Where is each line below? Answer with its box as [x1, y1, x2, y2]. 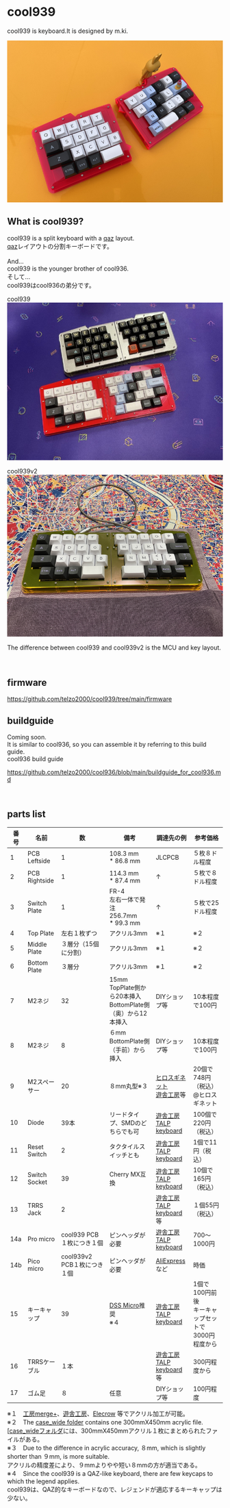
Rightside [27, 876, 55, 885]
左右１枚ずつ [61, 929, 98, 937]
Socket [27, 1178, 48, 1186]
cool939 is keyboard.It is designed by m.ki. [7, 27, 129, 35]
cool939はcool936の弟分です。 [7, 281, 95, 289]
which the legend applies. [7, 1477, 80, 1485]
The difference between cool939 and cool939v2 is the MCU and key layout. [7, 643, 221, 652]
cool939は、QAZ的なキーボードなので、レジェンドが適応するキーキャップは [7, 1485, 222, 1494]
